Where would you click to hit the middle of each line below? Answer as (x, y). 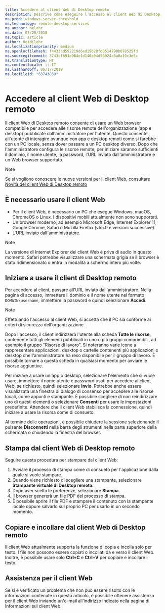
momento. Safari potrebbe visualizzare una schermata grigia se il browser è (82, 257)
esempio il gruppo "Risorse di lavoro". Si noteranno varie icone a (71, 345)
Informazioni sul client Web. (33, 606)
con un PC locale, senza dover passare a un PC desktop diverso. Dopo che (82, 144)
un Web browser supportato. (34, 159)
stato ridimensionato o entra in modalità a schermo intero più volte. (73, 262)
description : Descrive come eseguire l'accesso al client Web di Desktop (83, 14)
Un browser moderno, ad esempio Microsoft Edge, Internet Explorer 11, (84, 222)
